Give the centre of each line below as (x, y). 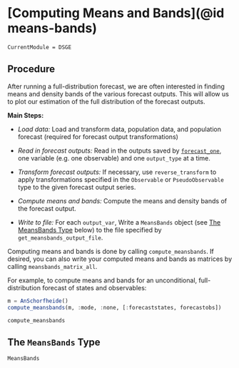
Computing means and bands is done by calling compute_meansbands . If (111, 251)
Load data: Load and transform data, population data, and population (119, 129)
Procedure (31, 69)
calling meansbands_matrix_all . (52, 266)
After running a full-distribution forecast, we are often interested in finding (116, 86)
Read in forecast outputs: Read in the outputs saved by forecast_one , (119, 150)
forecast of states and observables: (95, 287)
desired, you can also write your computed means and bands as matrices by (120, 259)
